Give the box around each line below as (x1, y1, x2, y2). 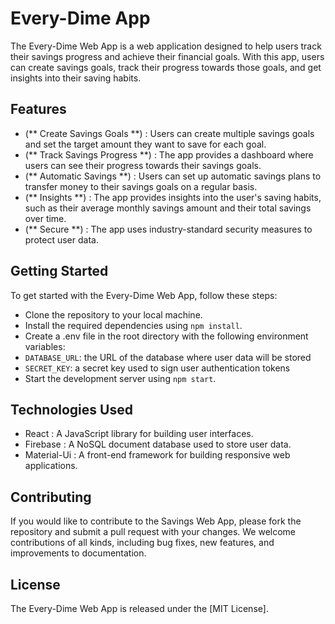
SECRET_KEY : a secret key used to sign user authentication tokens (24, 362, 291, 374)
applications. (24, 460, 78, 472)
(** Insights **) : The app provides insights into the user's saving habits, (24, 191, 322, 203)
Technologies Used (10, 401, 133, 418)
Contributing (10, 488, 92, 506)
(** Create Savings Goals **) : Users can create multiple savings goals (24, 127, 315, 139)
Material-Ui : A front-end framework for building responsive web (24, 449, 291, 461)
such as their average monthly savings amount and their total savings (24, 202, 312, 214)
